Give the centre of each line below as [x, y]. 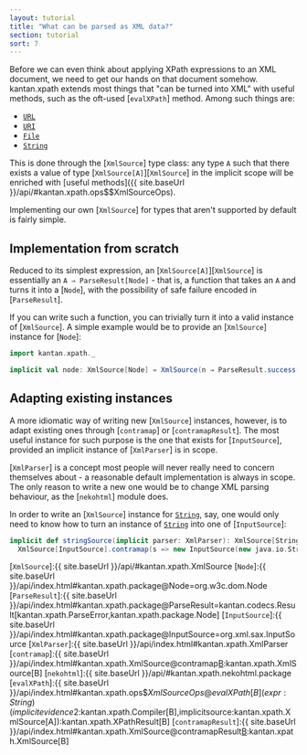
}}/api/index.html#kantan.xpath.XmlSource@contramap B [116, 664]
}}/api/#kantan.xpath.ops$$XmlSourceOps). [93, 192]
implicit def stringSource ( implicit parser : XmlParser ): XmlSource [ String [155, 540]
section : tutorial [44, 35]
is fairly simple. [38, 219]
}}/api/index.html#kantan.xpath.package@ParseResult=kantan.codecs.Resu [153, 605]
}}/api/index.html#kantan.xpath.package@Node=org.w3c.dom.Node [138, 586]
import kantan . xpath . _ [53, 354]
